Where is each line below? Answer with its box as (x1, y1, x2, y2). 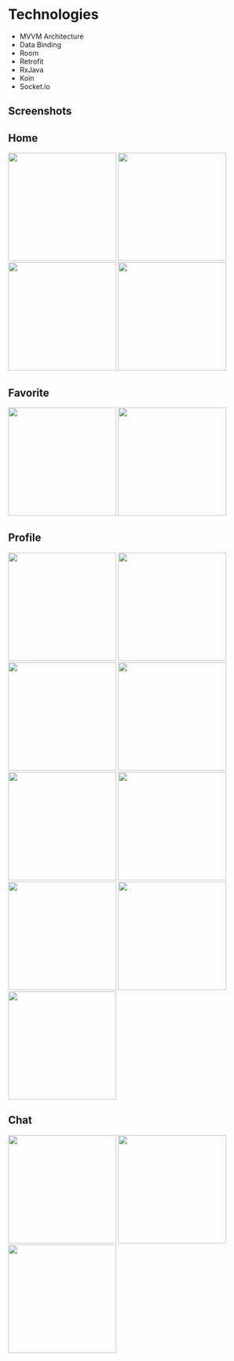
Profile (8, 531, 42, 545)
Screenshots (8, 105, 72, 118)
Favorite (8, 386, 49, 399)
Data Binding (19, 39, 61, 49)
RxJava (19, 65, 44, 74)
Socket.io (19, 81, 51, 91)
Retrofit (19, 57, 44, 66)
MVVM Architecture (19, 31, 84, 41)
